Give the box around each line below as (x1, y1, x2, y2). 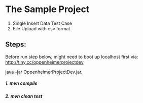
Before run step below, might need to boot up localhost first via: (5, 54, 138, 60)
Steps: (5, 40, 26, 49)
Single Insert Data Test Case (12, 20, 73, 26)
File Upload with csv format (12, 25, 70, 31)
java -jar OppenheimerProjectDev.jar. (5, 69, 83, 75)
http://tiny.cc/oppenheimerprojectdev (5, 59, 84, 65)
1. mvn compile (5, 80, 38, 86)
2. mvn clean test (5, 93, 43, 99)
